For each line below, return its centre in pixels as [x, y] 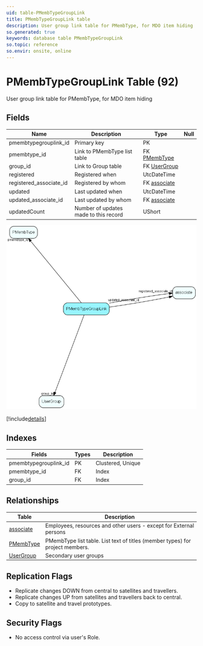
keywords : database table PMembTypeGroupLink [64, 38]
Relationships [33, 501]
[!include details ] [26, 419]
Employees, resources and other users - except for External [120, 526]
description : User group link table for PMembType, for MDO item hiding [100, 25]
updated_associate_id [36, 199]
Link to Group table [98, 166]
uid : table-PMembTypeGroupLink [46, 13]
